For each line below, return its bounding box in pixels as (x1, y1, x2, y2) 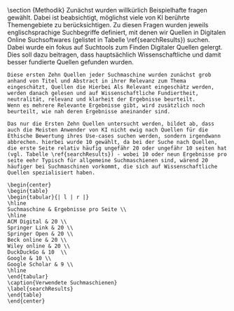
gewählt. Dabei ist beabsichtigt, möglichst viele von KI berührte (7, 13, 191, 22)
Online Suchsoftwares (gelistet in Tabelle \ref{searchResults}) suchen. (7, 36, 210, 44)
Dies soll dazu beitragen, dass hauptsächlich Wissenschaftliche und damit (7, 50, 221, 59)
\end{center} (7, 298, 46, 305)
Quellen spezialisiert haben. (7, 169, 96, 176)
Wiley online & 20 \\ (7, 243, 71, 249)
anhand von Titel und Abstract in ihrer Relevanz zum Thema (7, 78, 187, 85)
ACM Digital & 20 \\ (7, 218, 68, 225)
